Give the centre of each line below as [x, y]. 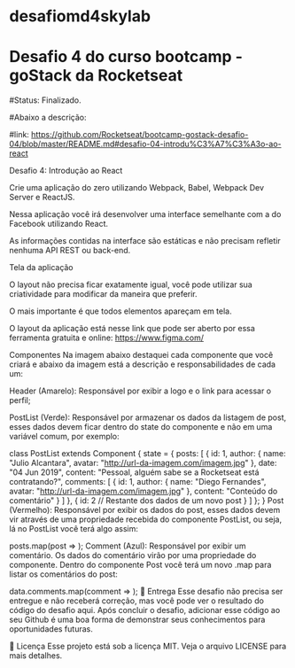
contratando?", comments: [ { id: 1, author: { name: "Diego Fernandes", [138, 482]
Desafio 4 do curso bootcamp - [126, 57]
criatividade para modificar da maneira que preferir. [103, 294]
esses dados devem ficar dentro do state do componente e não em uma [141, 427]
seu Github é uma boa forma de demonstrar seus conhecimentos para [137, 620]
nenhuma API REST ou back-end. [70, 251]
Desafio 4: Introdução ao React [66, 171]
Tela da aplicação [41, 268]
